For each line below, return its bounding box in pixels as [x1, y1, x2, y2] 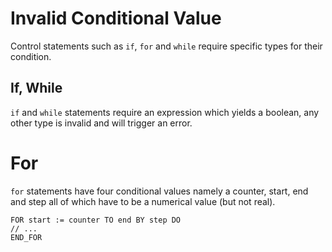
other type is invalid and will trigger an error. [10, 117, 193, 129]
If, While [10, 80, 63, 97]
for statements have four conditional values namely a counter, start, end [10, 185, 309, 197]
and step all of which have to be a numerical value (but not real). [10, 195, 276, 207]
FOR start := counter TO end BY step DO [10, 215, 182, 225]
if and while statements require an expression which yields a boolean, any [10, 106, 320, 118]
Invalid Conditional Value [10, 7, 222, 30]
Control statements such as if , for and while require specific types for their [10, 40, 323, 52]
